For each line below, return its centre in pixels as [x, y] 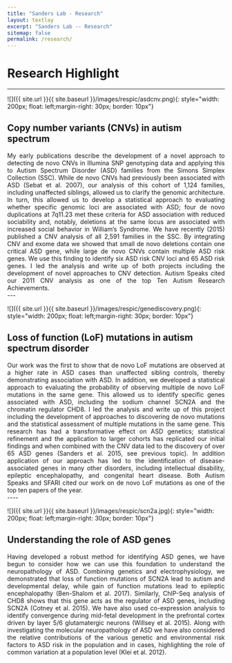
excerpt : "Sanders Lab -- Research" [60, 26]
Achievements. [28, 288]
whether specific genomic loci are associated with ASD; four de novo [116, 207]
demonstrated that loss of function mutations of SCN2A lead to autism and [116, 579]
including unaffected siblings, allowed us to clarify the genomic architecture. [116, 192]
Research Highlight [63, 74]
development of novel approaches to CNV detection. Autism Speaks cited [116, 273]
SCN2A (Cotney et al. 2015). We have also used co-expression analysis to [116, 608]
